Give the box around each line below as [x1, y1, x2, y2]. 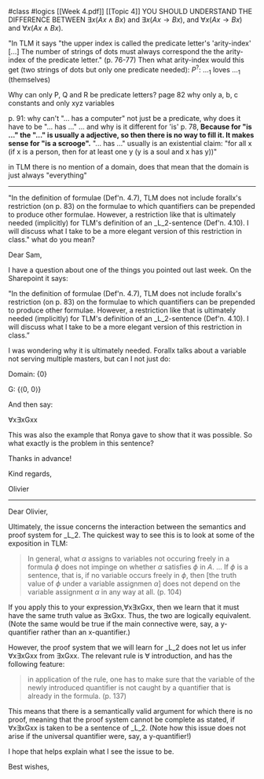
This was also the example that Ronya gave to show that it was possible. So [8, 430, 253, 440]
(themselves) [8, 75, 51, 85]
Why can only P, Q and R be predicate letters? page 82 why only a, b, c [8, 90, 238, 100]
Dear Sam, [8, 251, 42, 260]
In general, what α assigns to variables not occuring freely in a [27, 554, 230, 564]
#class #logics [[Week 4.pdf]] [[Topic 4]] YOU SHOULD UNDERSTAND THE [8, 7, 253, 16]
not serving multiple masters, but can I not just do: [8, 354, 171, 364]
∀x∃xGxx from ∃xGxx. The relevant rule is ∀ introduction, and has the [8, 651, 233, 660]
